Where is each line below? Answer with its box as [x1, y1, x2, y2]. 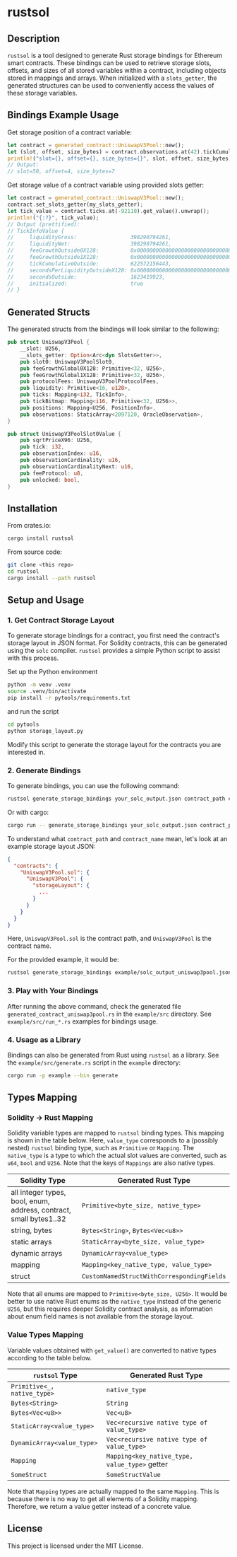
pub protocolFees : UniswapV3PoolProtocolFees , [20, 378, 159, 386]
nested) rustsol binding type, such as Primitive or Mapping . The [7, 1144, 195, 1152]
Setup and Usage [7, 594, 85, 606]
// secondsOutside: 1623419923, [7, 273, 166, 280]
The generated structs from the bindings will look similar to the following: [7, 325, 220, 333]
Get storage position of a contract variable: [7, 128, 133, 137]
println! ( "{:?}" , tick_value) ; [7, 214, 99, 221]
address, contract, [11, 1205, 72, 1215]
